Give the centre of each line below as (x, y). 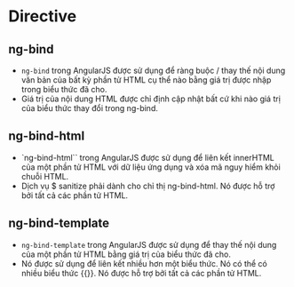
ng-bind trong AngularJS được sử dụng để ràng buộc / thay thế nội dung (153, 70)
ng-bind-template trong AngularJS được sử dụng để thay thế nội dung (149, 244)
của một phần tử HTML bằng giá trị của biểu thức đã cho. (126, 254)
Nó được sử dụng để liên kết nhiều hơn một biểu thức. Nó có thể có (144, 263)
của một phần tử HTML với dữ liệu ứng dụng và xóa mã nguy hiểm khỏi (151, 167)
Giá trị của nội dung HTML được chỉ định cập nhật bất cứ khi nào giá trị (151, 99)
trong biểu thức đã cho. (64, 89)
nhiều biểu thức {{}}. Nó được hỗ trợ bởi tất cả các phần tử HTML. (141, 273)
